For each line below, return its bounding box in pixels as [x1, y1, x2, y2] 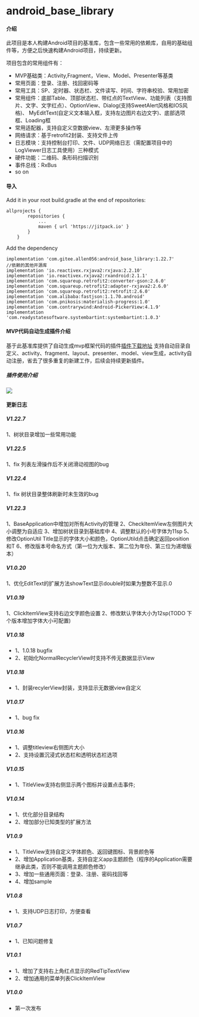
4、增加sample [14, 878, 52, 885]
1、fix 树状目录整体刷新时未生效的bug [6, 491, 99, 498]
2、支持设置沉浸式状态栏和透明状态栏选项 [14, 751, 118, 758]
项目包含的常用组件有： [6, 60, 64, 67]
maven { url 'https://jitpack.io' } [38, 224, 129, 230]
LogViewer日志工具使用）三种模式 [14, 147, 99, 154]
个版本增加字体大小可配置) [6, 617, 71, 624]
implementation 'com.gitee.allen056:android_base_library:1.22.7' [6, 256, 175, 262]
